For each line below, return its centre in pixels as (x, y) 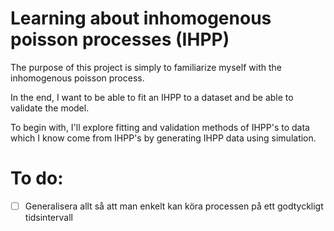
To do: (37, 178)
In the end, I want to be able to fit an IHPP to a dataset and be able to (152, 97)
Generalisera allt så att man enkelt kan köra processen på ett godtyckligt (174, 206)
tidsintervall (48, 217)
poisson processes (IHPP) (120, 39)
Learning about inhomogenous (141, 18)
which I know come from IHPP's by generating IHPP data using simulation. (163, 138)
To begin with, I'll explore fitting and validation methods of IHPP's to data (160, 127)
